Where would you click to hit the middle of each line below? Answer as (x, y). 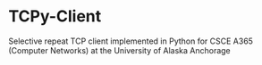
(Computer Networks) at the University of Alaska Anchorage (120, 50)
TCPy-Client (55, 16)
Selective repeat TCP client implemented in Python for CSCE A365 (131, 41)
